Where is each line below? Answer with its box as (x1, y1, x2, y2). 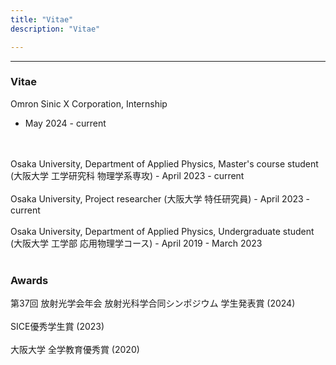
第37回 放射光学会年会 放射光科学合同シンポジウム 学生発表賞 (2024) (10, 297, 296, 310)
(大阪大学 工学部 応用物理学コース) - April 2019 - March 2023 (10, 237, 263, 249)
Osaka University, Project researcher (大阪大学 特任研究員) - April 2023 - (10, 192, 311, 205)
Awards (10, 273, 49, 287)
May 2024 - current (24, 117, 107, 129)
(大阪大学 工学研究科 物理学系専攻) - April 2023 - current (10, 169, 245, 181)
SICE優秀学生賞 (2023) (10, 321, 105, 333)
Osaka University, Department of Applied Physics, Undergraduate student (10, 225, 315, 237)
